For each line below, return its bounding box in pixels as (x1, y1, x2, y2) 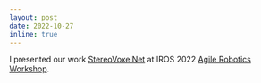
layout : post (9, 12, 58, 22)
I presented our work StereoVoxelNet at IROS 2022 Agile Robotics (9, 54, 252, 65)
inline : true (9, 29, 58, 38)
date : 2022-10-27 (9, 21, 74, 30)
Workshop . (9, 63, 50, 74)
